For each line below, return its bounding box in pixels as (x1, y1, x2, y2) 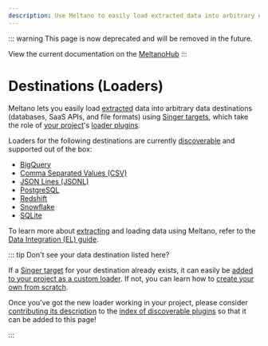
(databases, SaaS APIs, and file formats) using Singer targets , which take (8, 112, 249, 121)
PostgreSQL (19, 185, 60, 195)
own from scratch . (8, 282, 69, 292)
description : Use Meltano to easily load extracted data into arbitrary (8, 11, 255, 20)
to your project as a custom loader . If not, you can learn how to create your (8, 273, 254, 283)
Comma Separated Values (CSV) (19, 168, 128, 178)
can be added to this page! (8, 314, 97, 324)
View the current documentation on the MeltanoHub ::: (8, 49, 187, 58)
